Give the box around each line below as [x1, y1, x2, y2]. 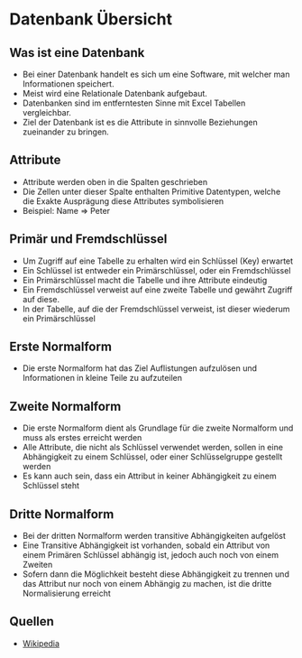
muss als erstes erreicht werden [22, 432, 142, 443]
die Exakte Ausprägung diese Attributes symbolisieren [22, 195, 224, 207]
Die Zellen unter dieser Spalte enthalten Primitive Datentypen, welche [22, 186, 281, 197]
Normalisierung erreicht [22, 588, 111, 599]
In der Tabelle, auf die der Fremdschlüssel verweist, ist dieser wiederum [22, 303, 290, 314]
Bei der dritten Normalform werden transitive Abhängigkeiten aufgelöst [22, 531, 287, 542]
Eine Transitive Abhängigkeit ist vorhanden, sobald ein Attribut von [22, 540, 270, 551]
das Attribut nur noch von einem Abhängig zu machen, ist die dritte [22, 579, 272, 589]
